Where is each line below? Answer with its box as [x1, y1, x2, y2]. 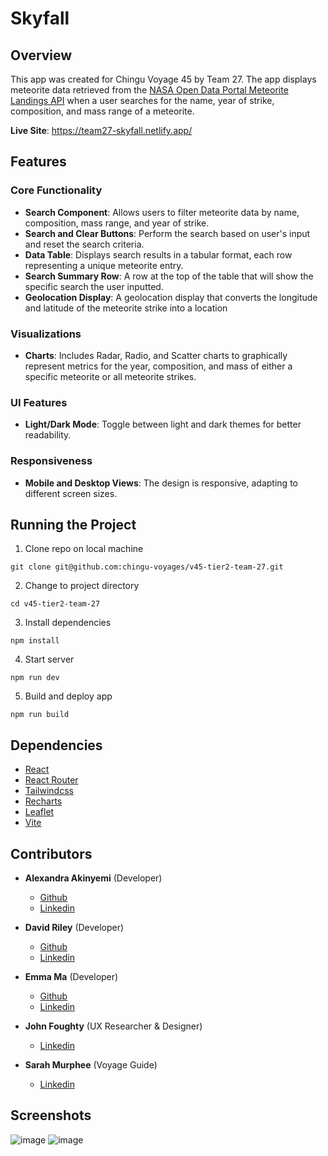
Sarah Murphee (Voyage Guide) [24, 1059, 158, 1071]
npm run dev [10, 673, 60, 683]
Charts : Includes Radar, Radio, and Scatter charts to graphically [24, 349, 288, 361]
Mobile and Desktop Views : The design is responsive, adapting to [24, 477, 298, 489]
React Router [24, 774, 79, 786]
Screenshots [10, 1107, 92, 1124]
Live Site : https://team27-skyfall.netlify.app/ [10, 125, 193, 136]
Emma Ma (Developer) [24, 971, 119, 983]
